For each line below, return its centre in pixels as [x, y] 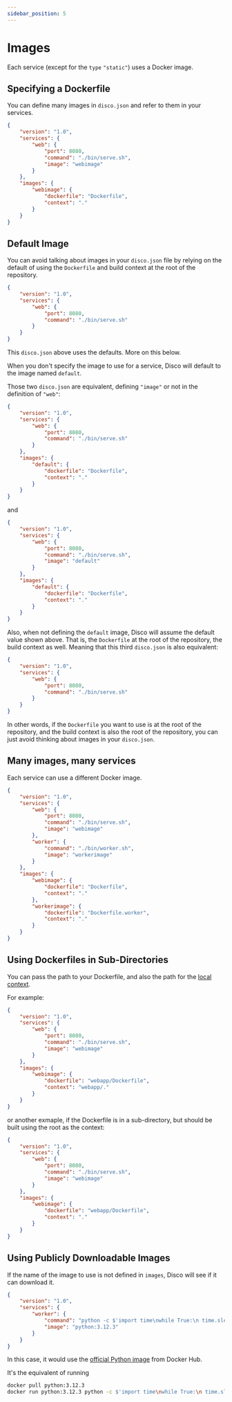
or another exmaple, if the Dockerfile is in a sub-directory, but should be [110, 1120]
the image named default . [45, 373]
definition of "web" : [34, 394]
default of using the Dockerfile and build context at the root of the [101, 268]
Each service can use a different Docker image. [75, 778]
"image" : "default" [72, 561]
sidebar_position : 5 [37, 14]
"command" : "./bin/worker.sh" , [89, 848]
